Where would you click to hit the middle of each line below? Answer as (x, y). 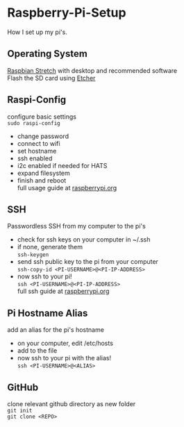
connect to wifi (39, 143)
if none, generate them (50, 247)
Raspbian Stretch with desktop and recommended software (92, 70)
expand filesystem (44, 173)
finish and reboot (42, 180)
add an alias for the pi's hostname (56, 330)
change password (43, 136)
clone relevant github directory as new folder (72, 404)
